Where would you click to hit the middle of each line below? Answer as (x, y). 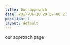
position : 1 (17, 19)
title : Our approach (26, 10)
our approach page (25, 37)
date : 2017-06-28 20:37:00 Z (35, 14)
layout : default (22, 23)
